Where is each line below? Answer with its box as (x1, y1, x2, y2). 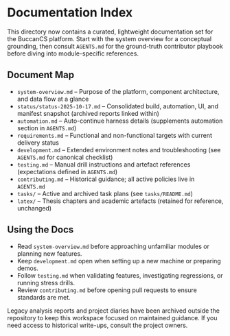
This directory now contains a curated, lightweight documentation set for (7, 27, 214, 36)
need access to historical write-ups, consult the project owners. (7, 321, 188, 329)
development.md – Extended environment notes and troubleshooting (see (16, 145, 221, 154)
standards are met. (16, 293, 71, 301)
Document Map (7, 69, 74, 81)
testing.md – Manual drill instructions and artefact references (16, 160, 191, 169)
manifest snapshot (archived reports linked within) (16, 109, 160, 117)
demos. (16, 264, 39, 272)
